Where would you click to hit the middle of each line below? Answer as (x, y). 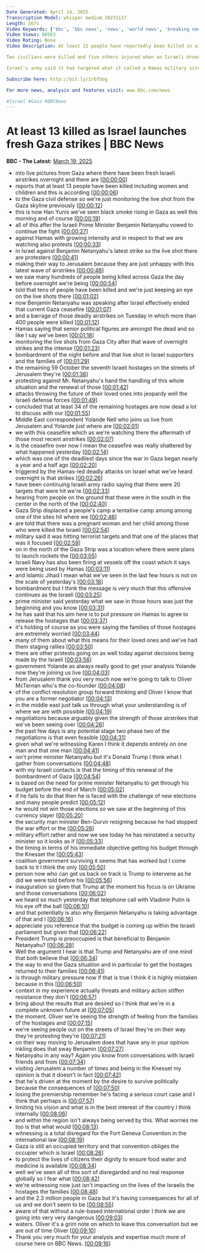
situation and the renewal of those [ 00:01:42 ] (72, 387)
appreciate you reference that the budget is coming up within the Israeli (105, 926)
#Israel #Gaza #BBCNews (37, 101)
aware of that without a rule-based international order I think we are (100, 1211)
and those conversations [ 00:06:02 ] (60, 893)
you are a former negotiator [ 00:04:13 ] (63, 699)
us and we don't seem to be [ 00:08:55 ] (64, 1205)
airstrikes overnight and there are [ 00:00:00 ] (71, 180)
